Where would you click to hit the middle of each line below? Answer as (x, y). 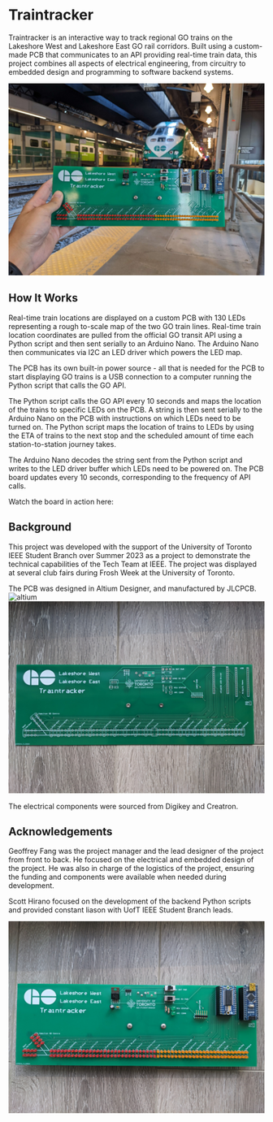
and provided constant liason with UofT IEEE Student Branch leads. (121, 910)
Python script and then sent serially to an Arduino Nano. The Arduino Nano (134, 344)
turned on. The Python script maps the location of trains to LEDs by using (131, 427)
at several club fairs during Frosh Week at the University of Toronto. (122, 572)
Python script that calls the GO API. (67, 385)
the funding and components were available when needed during (118, 877)
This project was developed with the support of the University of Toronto (130, 547)
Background (40, 527)
